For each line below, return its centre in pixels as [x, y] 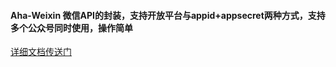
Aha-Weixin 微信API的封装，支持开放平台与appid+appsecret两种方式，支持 [168, 15]
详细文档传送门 [41, 52]
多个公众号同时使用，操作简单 [71, 27]
